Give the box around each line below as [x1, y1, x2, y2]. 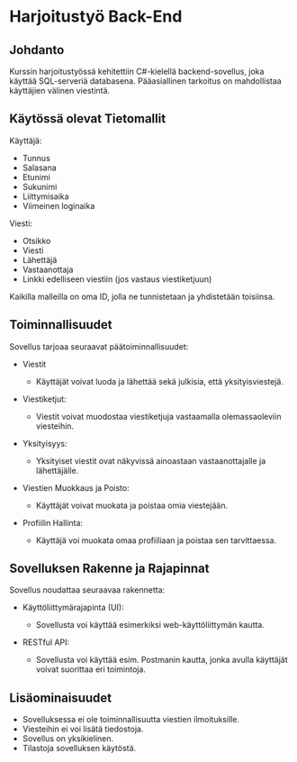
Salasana [22, 162, 57, 173]
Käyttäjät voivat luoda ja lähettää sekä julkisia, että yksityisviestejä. [35, 376, 283, 386]
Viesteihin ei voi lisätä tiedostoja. [22, 723, 144, 735]
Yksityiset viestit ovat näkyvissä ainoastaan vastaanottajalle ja [35, 455, 266, 466]
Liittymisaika [22, 191, 69, 202]
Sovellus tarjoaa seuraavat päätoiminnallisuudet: [9, 340, 189, 352]
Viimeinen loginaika [22, 200, 95, 211]
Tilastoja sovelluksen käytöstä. [22, 743, 137, 754]
